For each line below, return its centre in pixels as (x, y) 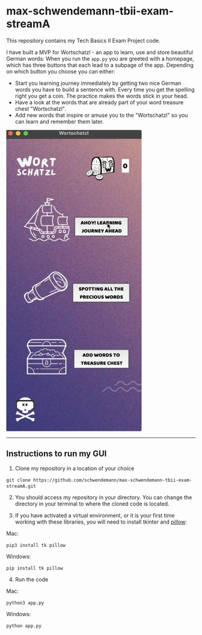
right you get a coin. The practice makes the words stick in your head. (102, 96)
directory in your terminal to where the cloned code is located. (92, 504)
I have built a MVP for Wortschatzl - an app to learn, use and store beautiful (100, 52)
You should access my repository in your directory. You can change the (103, 497)
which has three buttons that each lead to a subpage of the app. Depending (100, 65)
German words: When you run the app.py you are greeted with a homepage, (100, 58)
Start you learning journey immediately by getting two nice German (98, 83)
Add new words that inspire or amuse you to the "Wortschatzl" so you (101, 115)
